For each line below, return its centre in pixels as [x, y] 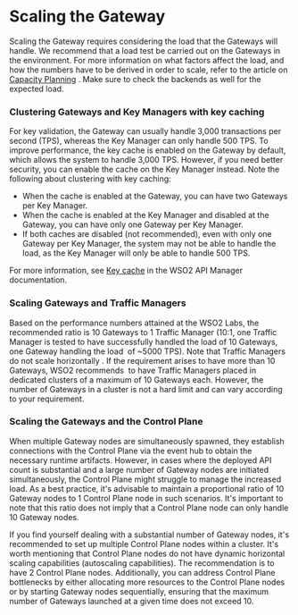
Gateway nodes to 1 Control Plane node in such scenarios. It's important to [146, 498]
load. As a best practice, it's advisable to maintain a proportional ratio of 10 [147, 488]
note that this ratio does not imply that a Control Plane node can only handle [149, 508]
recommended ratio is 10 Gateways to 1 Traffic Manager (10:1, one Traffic [143, 332]
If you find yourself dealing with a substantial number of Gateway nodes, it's [149, 535]
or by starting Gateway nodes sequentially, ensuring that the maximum [139, 591]
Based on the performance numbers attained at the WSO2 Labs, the [134, 323]
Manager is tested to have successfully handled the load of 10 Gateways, [144, 341]
